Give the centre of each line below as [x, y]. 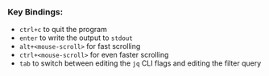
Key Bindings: [35, 12]
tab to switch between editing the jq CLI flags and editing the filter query [140, 63]
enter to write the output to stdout [76, 38]
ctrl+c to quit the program [63, 30]
